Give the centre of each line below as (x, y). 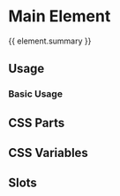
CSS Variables (49, 153)
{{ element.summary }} (50, 41)
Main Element (60, 16)
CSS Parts (37, 123)
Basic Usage (36, 94)
